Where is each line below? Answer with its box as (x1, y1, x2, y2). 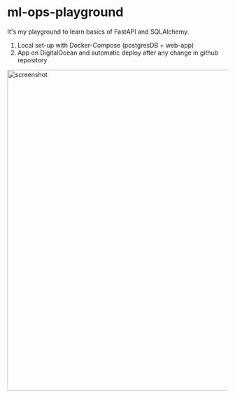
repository (17, 55, 48, 64)
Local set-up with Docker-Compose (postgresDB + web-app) (17, 41, 194, 49)
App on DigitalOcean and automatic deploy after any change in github (17, 48, 219, 57)
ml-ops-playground (7, 4, 124, 20)
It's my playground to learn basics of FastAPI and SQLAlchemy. (7, 27, 190, 36)
